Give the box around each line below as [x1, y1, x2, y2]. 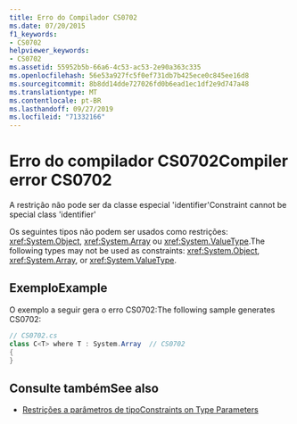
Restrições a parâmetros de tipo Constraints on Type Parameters [21, 404, 259, 415]
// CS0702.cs [9, 331, 58, 340]
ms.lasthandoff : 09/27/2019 [9, 104, 114, 113]
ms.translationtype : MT [9, 87, 98, 96]
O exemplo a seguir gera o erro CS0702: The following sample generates [9, 304, 276, 315]
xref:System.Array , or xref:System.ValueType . [9, 255, 177, 266]
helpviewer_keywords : [9, 46, 90, 55]
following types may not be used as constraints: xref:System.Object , [9, 245, 260, 256]
